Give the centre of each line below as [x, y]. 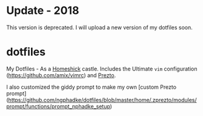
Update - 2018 [43, 11]
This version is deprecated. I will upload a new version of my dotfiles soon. [99, 27]
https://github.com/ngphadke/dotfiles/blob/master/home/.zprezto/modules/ [102, 100]
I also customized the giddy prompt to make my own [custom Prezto [92, 87]
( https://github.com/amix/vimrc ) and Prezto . [61, 75]
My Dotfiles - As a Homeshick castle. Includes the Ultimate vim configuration [102, 69]
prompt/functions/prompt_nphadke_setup [58, 106]
